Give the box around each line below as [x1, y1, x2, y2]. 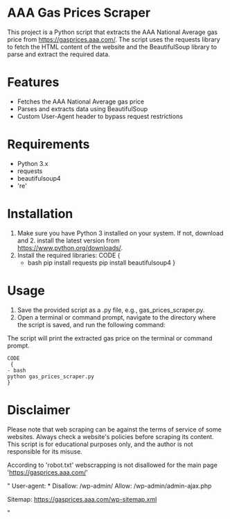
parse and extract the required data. [7, 50, 111, 58]
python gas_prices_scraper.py [7, 373, 95, 380]
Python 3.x [17, 159, 48, 167]
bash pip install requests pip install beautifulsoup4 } [27, 258, 176, 267]
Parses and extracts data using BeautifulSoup [17, 104, 148, 113]
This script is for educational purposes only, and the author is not [7, 440, 193, 448]
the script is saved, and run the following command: [17, 320, 166, 329]
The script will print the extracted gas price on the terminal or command [7, 333, 213, 342]
